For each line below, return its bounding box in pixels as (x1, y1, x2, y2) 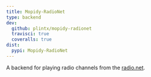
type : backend (6, 14, 42, 20)
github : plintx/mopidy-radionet (11, 25, 93, 32)
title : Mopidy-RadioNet (6, 8, 66, 15)
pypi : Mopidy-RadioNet (11, 48, 68, 54)
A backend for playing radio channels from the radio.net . (6, 64, 145, 71)
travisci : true (11, 31, 50, 37)
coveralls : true (11, 36, 52, 42)
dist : (6, 42, 20, 48)
